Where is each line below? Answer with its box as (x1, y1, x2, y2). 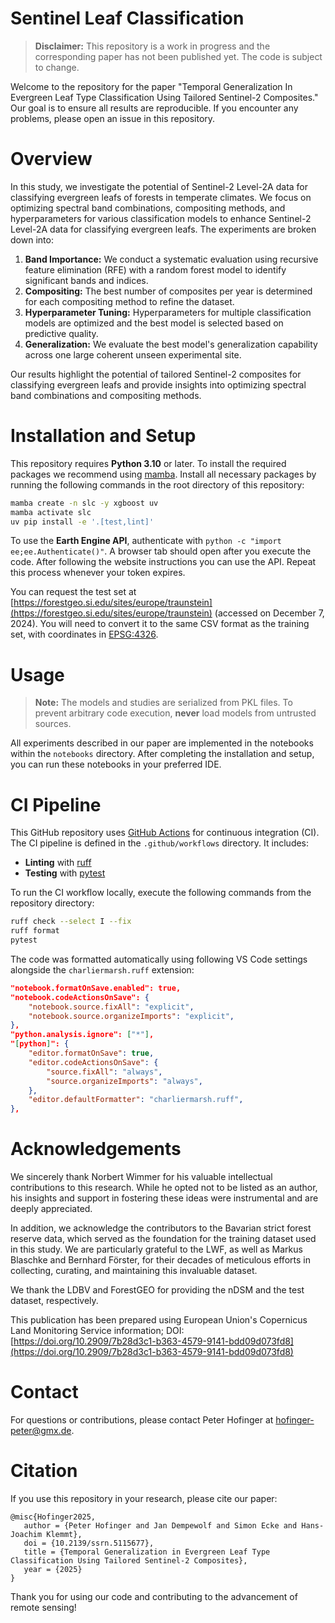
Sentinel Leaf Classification (10, 7, 245, 30)
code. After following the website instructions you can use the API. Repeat (10, 556, 317, 568)
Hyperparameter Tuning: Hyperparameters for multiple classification (24, 306, 312, 318)
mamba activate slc (10, 507, 92, 517)
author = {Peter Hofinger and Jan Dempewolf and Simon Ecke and (23, 1521, 298, 1531)
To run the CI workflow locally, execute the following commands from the (10, 887, 312, 899)
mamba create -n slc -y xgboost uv (10, 498, 159, 508)
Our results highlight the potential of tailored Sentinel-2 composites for (10, 368, 302, 380)
